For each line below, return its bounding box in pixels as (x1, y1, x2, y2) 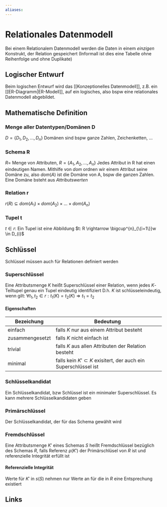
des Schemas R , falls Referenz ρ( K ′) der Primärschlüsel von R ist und (5, 448, 146, 454)
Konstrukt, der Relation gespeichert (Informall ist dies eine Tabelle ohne (5, 50, 152, 56)
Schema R (5, 148, 30, 155)
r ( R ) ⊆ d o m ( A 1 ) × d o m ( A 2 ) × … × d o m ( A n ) (5, 200, 90, 208)
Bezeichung (14, 318, 44, 325)
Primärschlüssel (5, 407, 46, 414)
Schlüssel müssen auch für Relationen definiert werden (5, 259, 118, 265)
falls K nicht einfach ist (55, 335, 109, 341)
